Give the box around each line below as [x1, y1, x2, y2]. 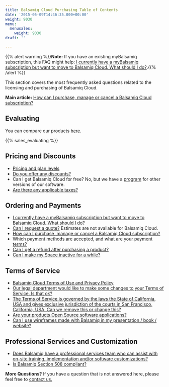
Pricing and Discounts [5, 152, 76, 161]
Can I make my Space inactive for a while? [12, 252, 101, 258]
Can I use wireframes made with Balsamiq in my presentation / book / [12, 317, 157, 323]
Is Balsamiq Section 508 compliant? [12, 361, 87, 367]
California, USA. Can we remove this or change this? [12, 307, 121, 313]
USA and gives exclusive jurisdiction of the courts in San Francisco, [12, 301, 152, 307]
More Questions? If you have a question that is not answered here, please [5, 370, 159, 377]
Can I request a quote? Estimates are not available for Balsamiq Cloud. [12, 225, 158, 231]
